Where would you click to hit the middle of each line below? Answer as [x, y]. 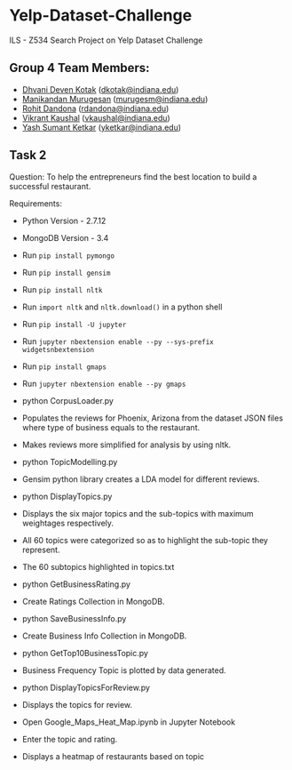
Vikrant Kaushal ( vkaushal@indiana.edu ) [96, 117]
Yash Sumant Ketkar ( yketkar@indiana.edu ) [102, 127]
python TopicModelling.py [70, 461]
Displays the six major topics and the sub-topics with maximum [138, 513]
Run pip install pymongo [68, 255]
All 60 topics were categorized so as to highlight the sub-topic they [145, 540]
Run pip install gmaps [64, 366]
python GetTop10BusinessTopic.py [85, 653]
